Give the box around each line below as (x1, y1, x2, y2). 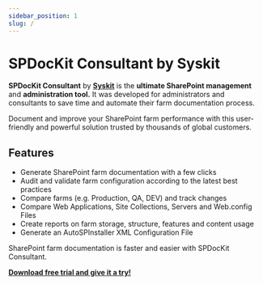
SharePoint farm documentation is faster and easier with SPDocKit (8, 244, 230, 253)
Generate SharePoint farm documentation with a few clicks (19, 168, 217, 177)
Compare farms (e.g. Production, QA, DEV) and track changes (19, 194, 227, 203)
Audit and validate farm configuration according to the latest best (19, 176, 238, 186)
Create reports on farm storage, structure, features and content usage (19, 219, 255, 229)
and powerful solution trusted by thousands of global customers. (36, 122, 252, 132)
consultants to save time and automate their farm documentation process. (8, 98, 255, 108)
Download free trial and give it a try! (8, 268, 132, 278)
